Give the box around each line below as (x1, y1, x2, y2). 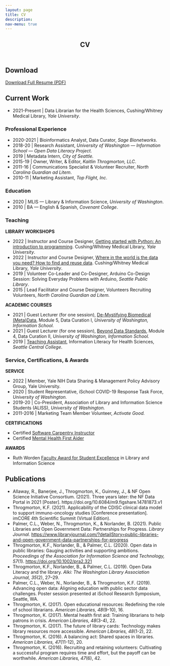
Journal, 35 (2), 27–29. (12, 574, 60, 580)
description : (5, 17, 33, 22)
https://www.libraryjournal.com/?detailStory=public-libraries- (31, 531, 159, 537)
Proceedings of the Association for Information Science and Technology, (12, 553, 165, 559)
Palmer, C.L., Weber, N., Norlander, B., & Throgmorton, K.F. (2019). (12, 579, 151, 585)
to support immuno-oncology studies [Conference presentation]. (12, 510, 148, 516)
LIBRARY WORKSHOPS (5, 228, 55, 234)
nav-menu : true (5, 21, 37, 27)
